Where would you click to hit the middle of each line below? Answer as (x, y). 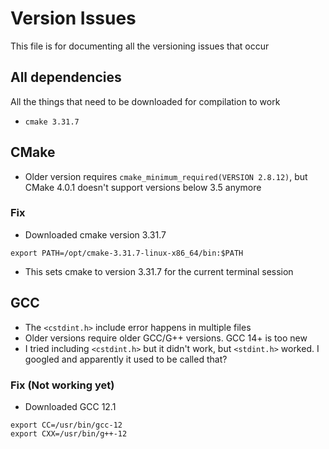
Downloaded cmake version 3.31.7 (95, 234)
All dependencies (66, 77)
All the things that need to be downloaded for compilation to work (145, 101)
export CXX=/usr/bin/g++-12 (69, 433)
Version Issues (73, 18)
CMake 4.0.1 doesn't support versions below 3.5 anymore (143, 187)
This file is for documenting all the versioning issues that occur (140, 46)
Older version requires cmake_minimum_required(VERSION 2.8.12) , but (166, 176)
